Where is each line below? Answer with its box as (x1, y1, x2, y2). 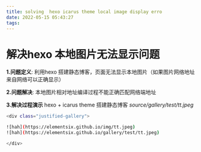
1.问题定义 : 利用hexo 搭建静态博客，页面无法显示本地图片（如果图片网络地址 (6, 68, 195, 75)
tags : (6, 20, 20, 26)
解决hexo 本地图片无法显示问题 (6, 47, 160, 61)
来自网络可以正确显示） (6, 76, 64, 83)
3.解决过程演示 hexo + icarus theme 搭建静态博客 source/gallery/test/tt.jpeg (6, 101, 194, 108)
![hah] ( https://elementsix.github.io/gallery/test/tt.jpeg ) (6, 130, 160, 136)
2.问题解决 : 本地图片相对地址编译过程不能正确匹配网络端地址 (6, 89, 157, 96)
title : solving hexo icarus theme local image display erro (6, 8, 163, 15)
